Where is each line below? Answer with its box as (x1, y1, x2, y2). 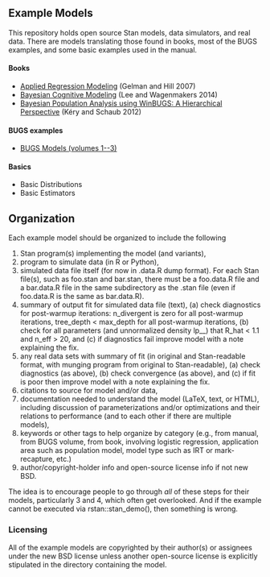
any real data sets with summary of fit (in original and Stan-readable (19, 351, 246, 361)
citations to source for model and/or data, (19, 386, 158, 396)
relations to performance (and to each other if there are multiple (19, 411, 231, 421)
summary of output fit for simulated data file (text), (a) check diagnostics (19, 300, 261, 309)
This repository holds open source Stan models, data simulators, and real (8, 27, 251, 37)
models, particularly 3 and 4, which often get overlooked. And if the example (8, 496, 263, 505)
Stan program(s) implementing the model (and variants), (19, 249, 207, 259)
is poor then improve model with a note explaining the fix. (19, 377, 211, 387)
